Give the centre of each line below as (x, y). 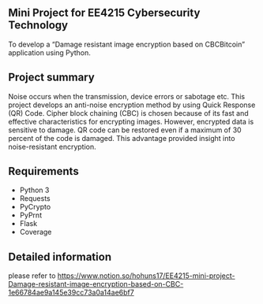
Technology (38, 26)
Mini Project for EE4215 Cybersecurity (104, 13)
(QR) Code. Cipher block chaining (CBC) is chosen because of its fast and (128, 113)
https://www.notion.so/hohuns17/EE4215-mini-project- (146, 276)
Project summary (51, 78)
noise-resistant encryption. (52, 146)
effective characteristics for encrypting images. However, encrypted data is (131, 121)
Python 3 (34, 190)
